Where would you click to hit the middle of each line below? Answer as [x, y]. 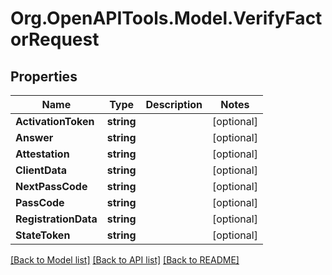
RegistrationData [56, 219]
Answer [34, 137]
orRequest [55, 39]
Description [174, 104]
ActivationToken [55, 121]
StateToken [43, 235]
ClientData [41, 170]
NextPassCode [51, 186]
